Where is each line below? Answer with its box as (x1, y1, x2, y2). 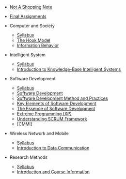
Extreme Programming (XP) (16, 111, 72, 117)
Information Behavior (16, 43, 59, 48)
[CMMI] (16, 121, 32, 127)
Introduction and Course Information (16, 169, 90, 175)
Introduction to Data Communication (16, 145, 90, 150)
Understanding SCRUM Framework (16, 116, 87, 121)
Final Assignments (9, 14, 47, 19)
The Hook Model (16, 37, 50, 43)
